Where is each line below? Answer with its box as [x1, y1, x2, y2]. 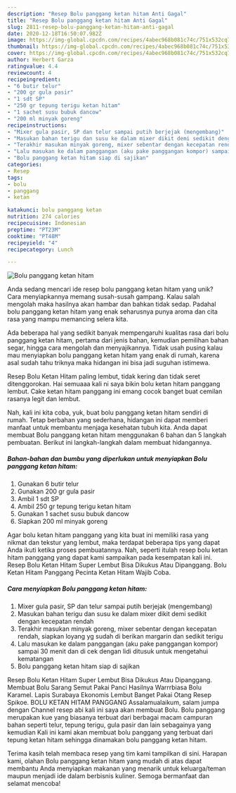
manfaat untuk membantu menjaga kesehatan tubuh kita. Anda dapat [7, 424, 207, 432]
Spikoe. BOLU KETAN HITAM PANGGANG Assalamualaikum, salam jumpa [7, 699, 220, 707]
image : [7, 37, 27, 44]
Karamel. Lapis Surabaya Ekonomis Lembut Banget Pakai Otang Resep [7, 691, 212, 699]
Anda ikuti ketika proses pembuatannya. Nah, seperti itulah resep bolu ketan [7, 546, 228, 554]
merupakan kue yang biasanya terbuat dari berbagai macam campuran [7, 713, 213, 722]
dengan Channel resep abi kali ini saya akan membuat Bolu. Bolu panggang [7, 706, 225, 714]
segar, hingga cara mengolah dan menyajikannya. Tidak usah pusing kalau [7, 343, 223, 352]
